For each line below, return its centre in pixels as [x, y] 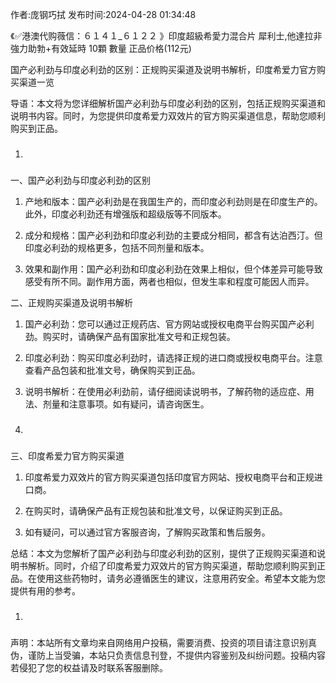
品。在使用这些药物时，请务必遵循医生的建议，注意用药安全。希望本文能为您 [168, 578]
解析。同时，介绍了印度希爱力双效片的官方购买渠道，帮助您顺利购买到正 [176, 565]
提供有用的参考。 [45, 590]
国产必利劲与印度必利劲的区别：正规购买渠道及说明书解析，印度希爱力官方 [163, 69]
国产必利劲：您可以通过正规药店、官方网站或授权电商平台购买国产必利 [169, 324]
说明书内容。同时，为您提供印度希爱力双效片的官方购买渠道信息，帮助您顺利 [168, 116]
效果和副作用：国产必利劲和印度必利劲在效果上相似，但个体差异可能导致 [173, 269]
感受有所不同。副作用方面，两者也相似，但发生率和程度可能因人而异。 [169, 281]
